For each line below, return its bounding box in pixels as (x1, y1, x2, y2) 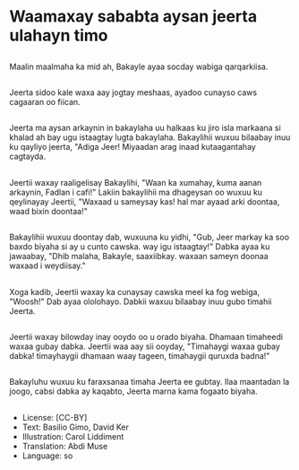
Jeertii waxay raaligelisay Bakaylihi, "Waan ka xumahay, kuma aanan (9, 177, 262, 187)
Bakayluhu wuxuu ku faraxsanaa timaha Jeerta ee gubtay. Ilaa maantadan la (9, 377, 290, 387)
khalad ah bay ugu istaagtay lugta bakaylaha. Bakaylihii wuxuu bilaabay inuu (9, 132, 291, 143)
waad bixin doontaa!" (9, 205, 88, 216)
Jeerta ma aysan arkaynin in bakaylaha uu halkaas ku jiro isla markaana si (9, 123, 282, 134)
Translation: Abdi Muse (21, 440, 108, 451)
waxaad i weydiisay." (9, 260, 87, 271)
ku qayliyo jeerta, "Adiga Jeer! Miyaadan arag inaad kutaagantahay (9, 142, 257, 152)
